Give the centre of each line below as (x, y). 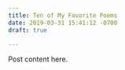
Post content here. (38, 59)
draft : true (28, 30)
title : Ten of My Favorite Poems (63, 15)
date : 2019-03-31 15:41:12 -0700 (63, 23)
